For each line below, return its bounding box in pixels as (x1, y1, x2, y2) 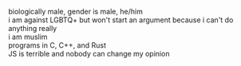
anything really (8, 24, 57, 33)
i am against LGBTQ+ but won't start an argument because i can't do (8, 15, 234, 25)
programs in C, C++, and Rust (8, 41, 106, 50)
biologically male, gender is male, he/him (8, 7, 144, 16)
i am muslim (8, 32, 48, 41)
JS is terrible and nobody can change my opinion (8, 49, 170, 58)
